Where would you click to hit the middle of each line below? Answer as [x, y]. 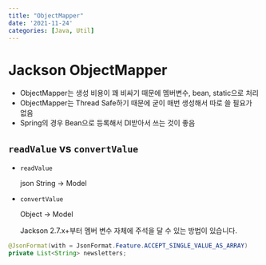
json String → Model [53, 184]
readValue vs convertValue [73, 148]
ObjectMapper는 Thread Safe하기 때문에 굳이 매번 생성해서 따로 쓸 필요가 [136, 103]
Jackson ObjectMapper [88, 70]
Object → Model [46, 214]
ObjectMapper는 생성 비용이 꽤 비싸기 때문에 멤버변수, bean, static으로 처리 [139, 93]
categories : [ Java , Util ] [51, 30]
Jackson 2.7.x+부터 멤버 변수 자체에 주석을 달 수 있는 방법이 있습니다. [129, 231]
